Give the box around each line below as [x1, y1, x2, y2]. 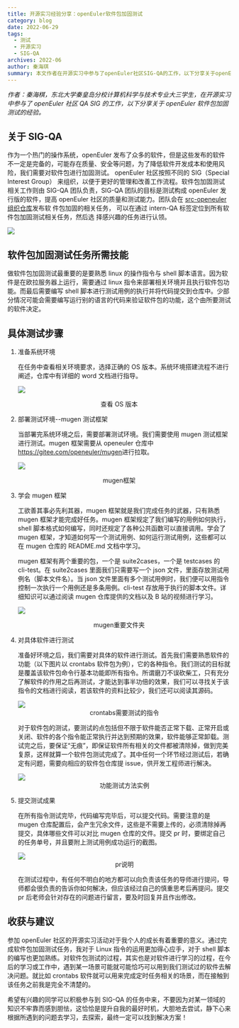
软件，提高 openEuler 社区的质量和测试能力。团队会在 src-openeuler [26, 195, 227, 204]
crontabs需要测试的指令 [89, 708, 160, 717]
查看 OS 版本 [100, 399, 138, 408]
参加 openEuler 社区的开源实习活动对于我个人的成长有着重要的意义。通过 [7, 936, 221, 944]
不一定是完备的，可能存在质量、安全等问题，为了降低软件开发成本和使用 [7, 160, 218, 168]
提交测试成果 [17, 796, 55, 805]
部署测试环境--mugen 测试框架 [17, 414, 109, 423]
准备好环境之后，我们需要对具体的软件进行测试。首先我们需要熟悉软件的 [17, 651, 229, 659]
